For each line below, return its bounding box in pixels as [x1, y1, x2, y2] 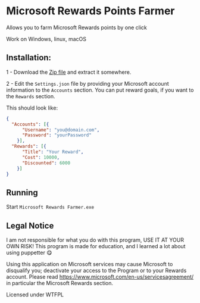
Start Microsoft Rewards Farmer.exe [6, 204, 94, 211]
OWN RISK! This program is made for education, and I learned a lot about [6, 243, 186, 249]
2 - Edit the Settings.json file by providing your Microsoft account [6, 80, 169, 87]
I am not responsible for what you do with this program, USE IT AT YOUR [6, 236, 185, 243]
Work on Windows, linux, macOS [6, 35, 86, 42]
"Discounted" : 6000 [21, 160, 70, 166]
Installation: [6, 52, 52, 63]
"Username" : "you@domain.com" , [21, 127, 100, 133]
